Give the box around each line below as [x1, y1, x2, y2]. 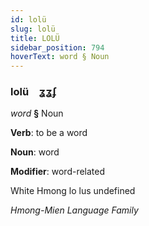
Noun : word [10, 146, 60, 158]
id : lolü [10, 14, 47, 25]
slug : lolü [10, 24, 56, 34]
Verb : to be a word [10, 127, 88, 139]
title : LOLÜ [10, 33, 60, 43]
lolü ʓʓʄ [10, 85, 57, 99]
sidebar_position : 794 [10, 42, 105, 53]
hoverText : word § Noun [10, 52, 110, 62]
